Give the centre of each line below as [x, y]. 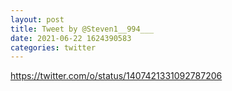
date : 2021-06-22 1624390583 [71, 38]
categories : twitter [53, 47]
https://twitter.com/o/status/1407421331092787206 [116, 76]
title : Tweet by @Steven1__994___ [82, 29]
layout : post [37, 19]
